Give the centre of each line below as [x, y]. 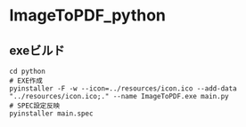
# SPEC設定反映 [35, 106]
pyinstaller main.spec [51, 114]
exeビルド [37, 50]
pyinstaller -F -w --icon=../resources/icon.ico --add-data [123, 89]
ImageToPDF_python [88, 16]
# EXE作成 [26, 81]
